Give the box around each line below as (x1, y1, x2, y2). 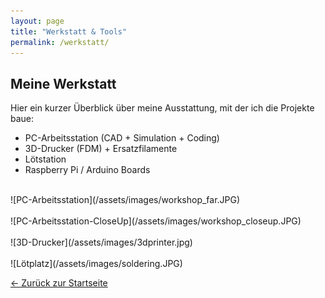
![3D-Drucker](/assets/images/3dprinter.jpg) (10, 236, 193, 249)
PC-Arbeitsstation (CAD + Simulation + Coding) (24, 132, 220, 144)
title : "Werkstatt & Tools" (10, 26, 128, 37)
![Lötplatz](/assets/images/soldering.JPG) (10, 258, 183, 270)
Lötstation (24, 153, 67, 165)
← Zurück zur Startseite (10, 277, 108, 289)
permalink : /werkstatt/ (10, 37, 110, 47)
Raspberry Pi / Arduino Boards (24, 164, 151, 176)
